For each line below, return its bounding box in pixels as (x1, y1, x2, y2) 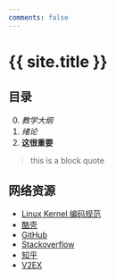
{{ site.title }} (8, 51, 108, 72)
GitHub (21, 230, 48, 241)
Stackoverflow (21, 239, 75, 250)
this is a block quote (29, 155, 104, 165)
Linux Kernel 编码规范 (21, 208, 102, 219)
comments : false (8, 13, 69, 22)
